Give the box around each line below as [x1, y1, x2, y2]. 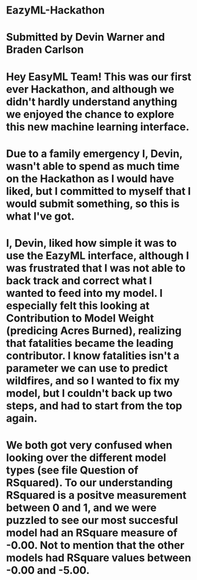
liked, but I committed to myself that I [6, 184, 191, 198]
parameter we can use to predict [6, 362, 168, 374]
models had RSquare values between [6, 551, 192, 565]
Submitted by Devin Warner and [6, 31, 165, 44]
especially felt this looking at [6, 299, 150, 312]
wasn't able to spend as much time [6, 160, 180, 173]
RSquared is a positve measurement [6, 489, 187, 502]
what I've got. [6, 210, 75, 223]
